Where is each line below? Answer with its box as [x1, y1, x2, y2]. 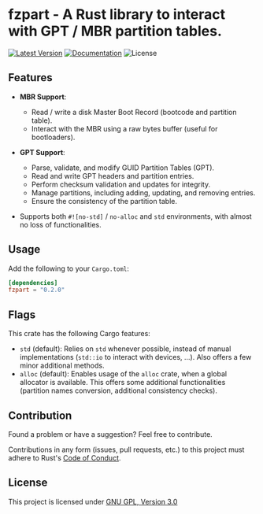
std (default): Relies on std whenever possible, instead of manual [19, 344, 232, 353]
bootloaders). [31, 132, 76, 142]
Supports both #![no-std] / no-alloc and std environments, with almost [19, 211, 252, 221]
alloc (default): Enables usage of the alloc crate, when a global [19, 369, 227, 379]
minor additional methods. [19, 361, 105, 371]
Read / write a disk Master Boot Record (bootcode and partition [31, 107, 237, 116]
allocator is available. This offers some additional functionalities [19, 378, 226, 387]
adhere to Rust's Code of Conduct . [8, 453, 121, 462]
